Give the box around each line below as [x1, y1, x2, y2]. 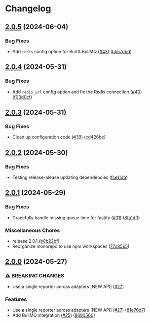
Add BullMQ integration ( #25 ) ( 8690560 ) [12, 312, 95, 318]
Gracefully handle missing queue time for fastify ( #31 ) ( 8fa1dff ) [12, 215, 140, 221]
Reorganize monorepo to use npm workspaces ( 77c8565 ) [12, 243, 130, 249]
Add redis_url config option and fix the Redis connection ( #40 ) [12, 89, 142, 95]
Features [5, 296, 27, 303]
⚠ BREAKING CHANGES [5, 272, 65, 279]
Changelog [5, 3, 51, 14]
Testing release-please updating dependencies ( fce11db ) [12, 174, 128, 180]
